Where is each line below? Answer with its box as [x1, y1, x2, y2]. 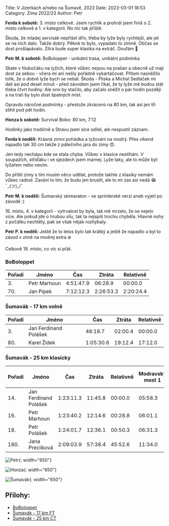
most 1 [144, 376, 161, 383]
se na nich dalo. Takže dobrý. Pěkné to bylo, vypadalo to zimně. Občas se [5, 40, 158, 46]
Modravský [138, 370, 166, 377]
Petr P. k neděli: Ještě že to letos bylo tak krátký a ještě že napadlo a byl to [5, 229, 161, 234]
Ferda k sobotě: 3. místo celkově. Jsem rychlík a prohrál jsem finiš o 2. [5, 20, 152, 26]
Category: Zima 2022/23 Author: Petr [5, 10, 83, 16]
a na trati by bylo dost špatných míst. [5, 92, 82, 98]
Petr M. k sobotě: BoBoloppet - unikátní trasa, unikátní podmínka [5, 55, 140, 61]
